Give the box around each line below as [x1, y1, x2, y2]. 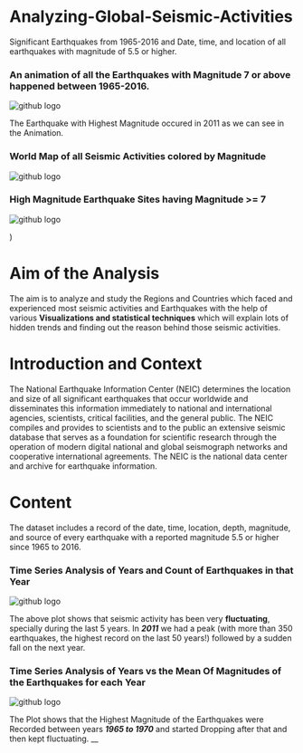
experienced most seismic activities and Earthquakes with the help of [9, 302, 269, 313]
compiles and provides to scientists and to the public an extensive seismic [9, 422, 286, 433]
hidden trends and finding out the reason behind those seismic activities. [9, 321, 281, 332]
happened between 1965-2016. [9, 80, 150, 92]
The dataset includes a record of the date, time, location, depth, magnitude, [9, 522, 291, 533]
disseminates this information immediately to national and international [9, 403, 273, 414]
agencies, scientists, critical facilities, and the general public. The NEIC [9, 412, 274, 423]
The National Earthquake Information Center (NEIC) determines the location [9, 383, 291, 395]
